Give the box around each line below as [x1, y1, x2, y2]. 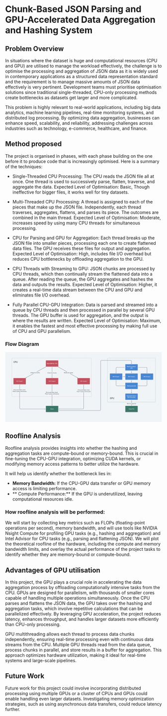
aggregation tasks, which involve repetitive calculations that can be [5, 606, 143, 612]
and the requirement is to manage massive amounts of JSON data [5, 79, 140, 85]
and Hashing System [5, 25, 93, 36]
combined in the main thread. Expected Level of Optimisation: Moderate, [12, 214, 161, 220]
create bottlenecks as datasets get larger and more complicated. [5, 95, 138, 101]
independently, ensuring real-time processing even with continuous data [5, 636, 154, 642]
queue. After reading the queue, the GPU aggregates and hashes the [12, 276, 154, 282]
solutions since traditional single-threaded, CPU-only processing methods [5, 90, 157, 95]
